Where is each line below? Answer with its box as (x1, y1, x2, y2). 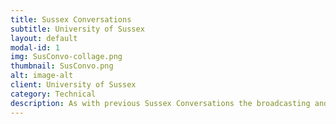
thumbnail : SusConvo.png (10, 61, 114, 71)
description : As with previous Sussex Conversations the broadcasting (10, 98, 311, 108)
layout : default (10, 33, 78, 43)
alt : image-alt (10, 71, 74, 81)
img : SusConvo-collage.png (10, 52, 123, 62)
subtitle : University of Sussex (10, 24, 145, 34)
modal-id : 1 (10, 42, 60, 53)
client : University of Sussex (10, 80, 137, 90)
